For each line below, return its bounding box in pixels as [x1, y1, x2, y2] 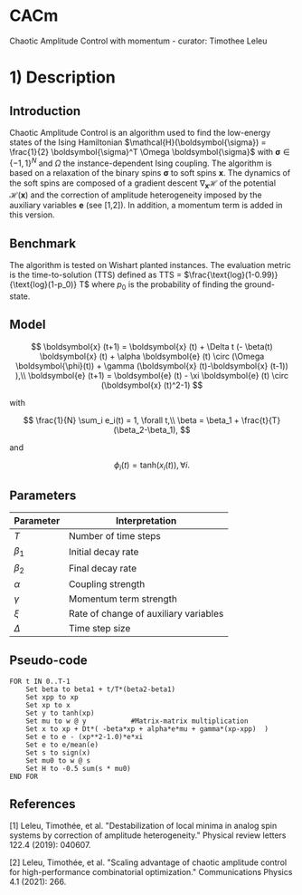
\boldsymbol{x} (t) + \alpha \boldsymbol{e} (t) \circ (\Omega [39, 351, 265, 361]
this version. [9, 209, 56, 220]
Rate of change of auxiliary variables [68, 607, 224, 620]
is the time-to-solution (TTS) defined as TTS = [9, 269, 183, 281]
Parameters [9, 488, 77, 503]
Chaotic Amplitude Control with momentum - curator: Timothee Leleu [9, 35, 268, 46]
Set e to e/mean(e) [25, 740, 99, 749]
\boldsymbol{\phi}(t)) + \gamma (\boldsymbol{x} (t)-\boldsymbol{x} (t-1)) [14, 360, 289, 371]
